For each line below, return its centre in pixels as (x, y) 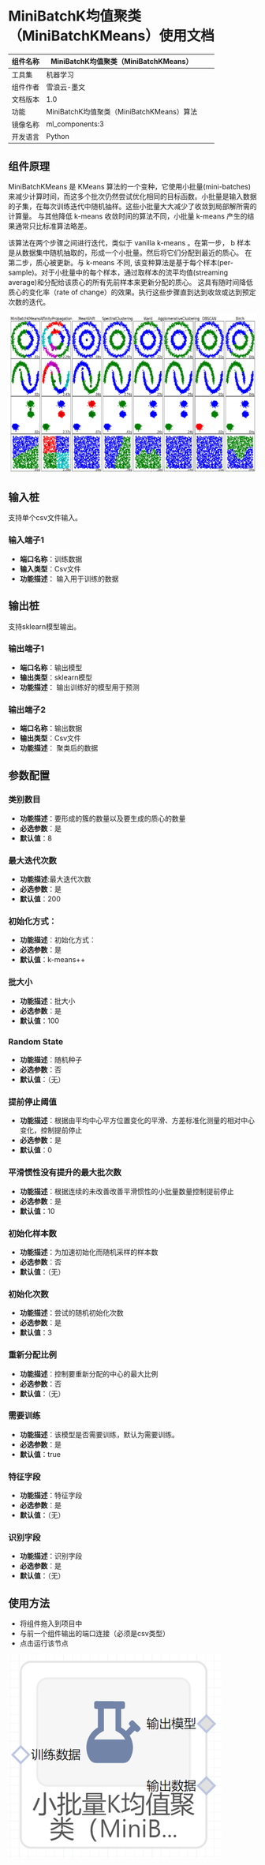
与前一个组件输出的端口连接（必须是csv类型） (95, 1634)
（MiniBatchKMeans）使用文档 (111, 36)
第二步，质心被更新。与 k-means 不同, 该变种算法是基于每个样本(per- (121, 263)
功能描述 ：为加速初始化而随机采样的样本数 (89, 1252)
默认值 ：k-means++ (52, 960)
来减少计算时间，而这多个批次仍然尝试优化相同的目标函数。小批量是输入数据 (132, 197)
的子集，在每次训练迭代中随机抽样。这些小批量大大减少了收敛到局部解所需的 (132, 207)
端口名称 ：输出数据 (51, 728)
